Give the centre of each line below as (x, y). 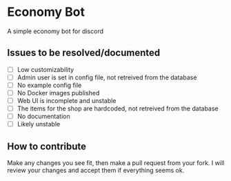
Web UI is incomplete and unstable (67, 101)
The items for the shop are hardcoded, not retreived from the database (118, 108)
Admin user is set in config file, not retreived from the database (107, 77)
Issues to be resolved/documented (84, 53)
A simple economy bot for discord (56, 31)
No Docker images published (58, 93)
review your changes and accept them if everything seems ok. (96, 171)
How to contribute (47, 146)
